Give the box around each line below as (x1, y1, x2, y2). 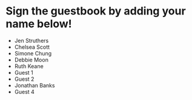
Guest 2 (14, 75, 35, 83)
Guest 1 (14, 69, 34, 76)
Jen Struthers (14, 37, 49, 44)
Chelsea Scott (14, 43, 50, 51)
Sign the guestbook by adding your (5, 4, 186, 18)
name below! (5, 17, 72, 31)
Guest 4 (14, 88, 35, 95)
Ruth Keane (14, 62, 44, 70)
